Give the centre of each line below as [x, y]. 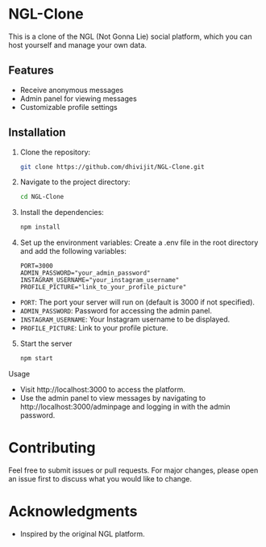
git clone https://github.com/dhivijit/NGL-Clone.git [112, 166]
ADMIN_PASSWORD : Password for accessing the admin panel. [116, 311]
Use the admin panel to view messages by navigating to [113, 398]
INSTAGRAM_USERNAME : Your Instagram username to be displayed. [125, 319]
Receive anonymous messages [71, 90]
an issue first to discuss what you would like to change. [100, 479]
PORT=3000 [37, 266]
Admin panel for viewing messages [78, 99]
